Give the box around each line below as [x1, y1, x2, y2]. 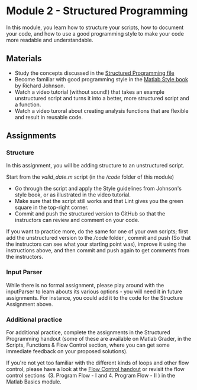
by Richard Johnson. [14, 82, 66, 89]
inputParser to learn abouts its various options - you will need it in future [6, 288, 182, 295]
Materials [6, 53, 42, 64]
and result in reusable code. [14, 113, 83, 121]
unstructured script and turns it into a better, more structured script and [14, 94, 189, 102]
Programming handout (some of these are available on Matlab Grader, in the [6, 335, 192, 343]
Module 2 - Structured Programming [6, 4, 188, 18]
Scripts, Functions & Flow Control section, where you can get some [6, 341, 170, 348]
